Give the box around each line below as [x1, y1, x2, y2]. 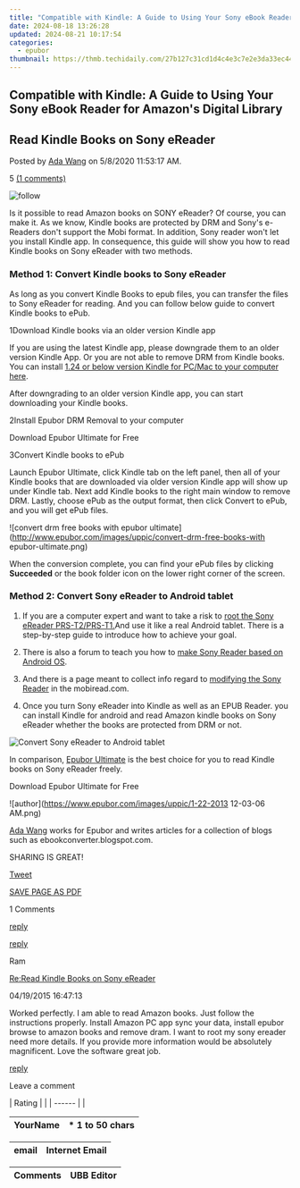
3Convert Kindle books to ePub [9, 449, 125, 460]
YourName [13, 1118, 61, 1131]
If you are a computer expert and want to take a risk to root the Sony [21, 610, 274, 621]
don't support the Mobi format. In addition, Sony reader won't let [41, 227, 279, 238]
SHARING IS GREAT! [9, 851, 84, 863]
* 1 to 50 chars [68, 1118, 136, 1131]
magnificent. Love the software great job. [9, 1045, 162, 1056]
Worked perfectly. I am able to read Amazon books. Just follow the [9, 1007, 254, 1018]
